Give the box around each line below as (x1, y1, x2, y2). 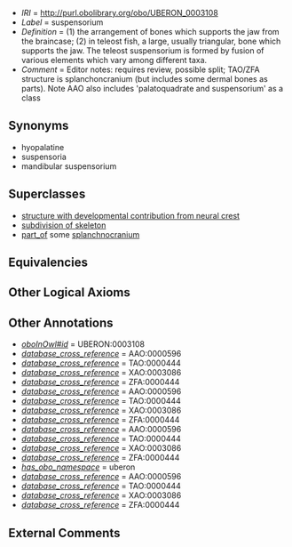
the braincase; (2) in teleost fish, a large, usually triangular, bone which (20, 36, 281, 46)
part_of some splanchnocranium (20, 229, 140, 239)
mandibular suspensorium (20, 160, 117, 172)
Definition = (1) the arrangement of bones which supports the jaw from (20, 27, 280, 36)
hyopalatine (20, 141, 65, 152)
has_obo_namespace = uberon (20, 462, 136, 472)
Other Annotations (8, 315, 114, 330)
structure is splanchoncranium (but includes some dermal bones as (20, 74, 268, 84)
